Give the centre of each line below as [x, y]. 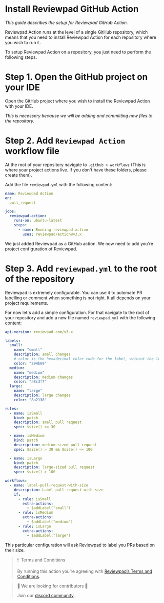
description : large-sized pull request [54, 467]
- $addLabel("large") [49, 535]
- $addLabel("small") [49, 508]
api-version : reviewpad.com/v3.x [39, 332]
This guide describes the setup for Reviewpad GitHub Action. [67, 23]
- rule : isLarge [34, 526]
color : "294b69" [31, 363]
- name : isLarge [26, 458]
